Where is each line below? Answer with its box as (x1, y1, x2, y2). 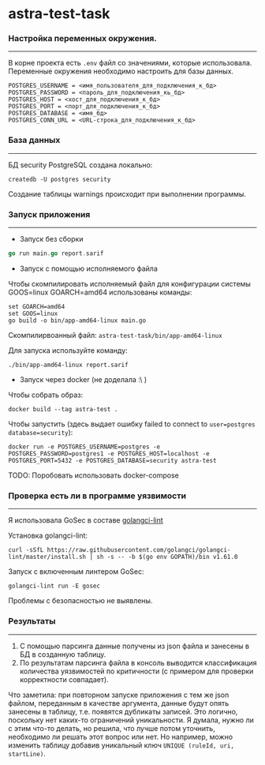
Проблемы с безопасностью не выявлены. (8, 596, 153, 606)
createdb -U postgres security (8, 175, 111, 183)
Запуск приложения (8, 208, 91, 219)
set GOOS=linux (8, 309, 58, 317)
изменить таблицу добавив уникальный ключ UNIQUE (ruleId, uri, (8, 740, 235, 750)
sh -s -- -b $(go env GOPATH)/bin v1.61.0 (95, 553, 238, 561)
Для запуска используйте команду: (8, 345, 128, 355)
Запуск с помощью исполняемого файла (19, 264, 158, 273)
